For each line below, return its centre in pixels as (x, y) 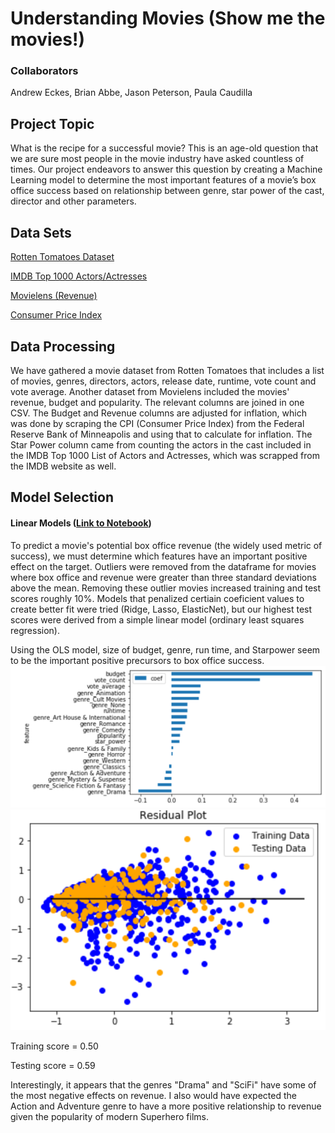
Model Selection (62, 497)
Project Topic (52, 123)
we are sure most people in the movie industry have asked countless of (157, 159)
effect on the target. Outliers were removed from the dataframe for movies (163, 566)
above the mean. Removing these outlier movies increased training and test (166, 588)
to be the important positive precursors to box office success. (137, 660)
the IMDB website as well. (63, 466)
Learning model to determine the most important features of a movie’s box (163, 180)
